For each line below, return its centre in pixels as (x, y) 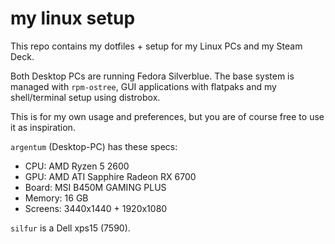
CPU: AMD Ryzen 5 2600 (77, 166)
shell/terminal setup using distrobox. (85, 97)
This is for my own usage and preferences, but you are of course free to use (167, 116)
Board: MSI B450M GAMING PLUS (95, 187)
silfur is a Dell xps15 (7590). (70, 228)
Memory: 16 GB (56, 198)
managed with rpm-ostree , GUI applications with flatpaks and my (143, 86)
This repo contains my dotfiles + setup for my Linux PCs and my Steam (156, 46)
